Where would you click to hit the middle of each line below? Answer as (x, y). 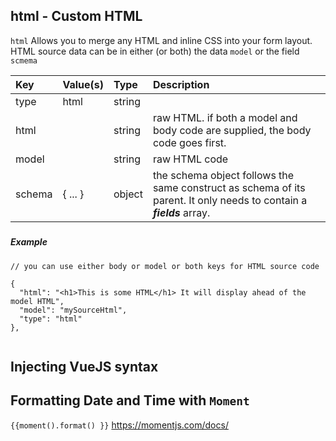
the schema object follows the (223, 175)
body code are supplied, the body (232, 130)
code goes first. (189, 142)
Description (181, 84)
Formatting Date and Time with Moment (130, 400)
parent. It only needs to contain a (230, 200)
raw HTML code (190, 159)
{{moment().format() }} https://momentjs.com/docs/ (119, 425)
